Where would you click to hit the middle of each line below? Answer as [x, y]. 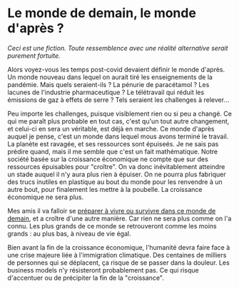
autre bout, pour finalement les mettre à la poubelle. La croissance [105, 189]
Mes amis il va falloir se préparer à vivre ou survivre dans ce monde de [112, 211]
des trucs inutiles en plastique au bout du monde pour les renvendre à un [115, 182]
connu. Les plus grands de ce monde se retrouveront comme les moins [112, 225]
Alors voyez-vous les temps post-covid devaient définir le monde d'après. [116, 69]
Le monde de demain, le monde [102, 13]
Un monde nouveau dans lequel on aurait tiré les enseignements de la [110, 77]
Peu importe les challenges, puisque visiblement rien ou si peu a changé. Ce [119, 113]
